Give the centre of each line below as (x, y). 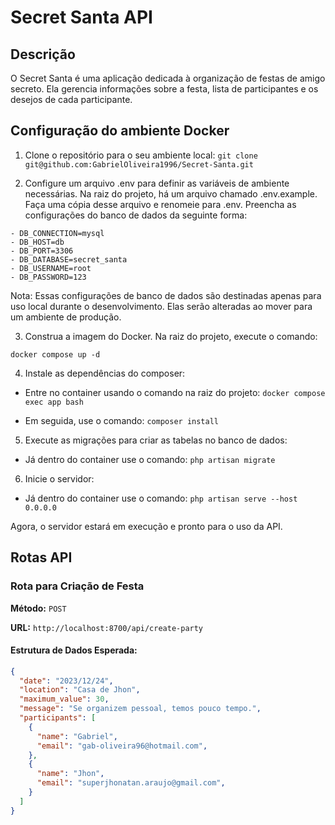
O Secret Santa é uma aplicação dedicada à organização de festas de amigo (168, 78)
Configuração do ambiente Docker (120, 131)
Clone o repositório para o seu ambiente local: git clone (141, 155)
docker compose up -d (55, 354)
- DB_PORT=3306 (42, 251)
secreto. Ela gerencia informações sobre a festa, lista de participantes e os (164, 89)
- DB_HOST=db (37, 242)
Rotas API (41, 557)
